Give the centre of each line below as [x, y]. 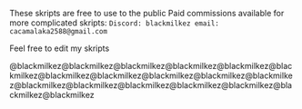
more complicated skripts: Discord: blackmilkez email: [115, 23]
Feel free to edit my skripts [60, 48]
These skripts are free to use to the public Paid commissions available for [147, 13]
